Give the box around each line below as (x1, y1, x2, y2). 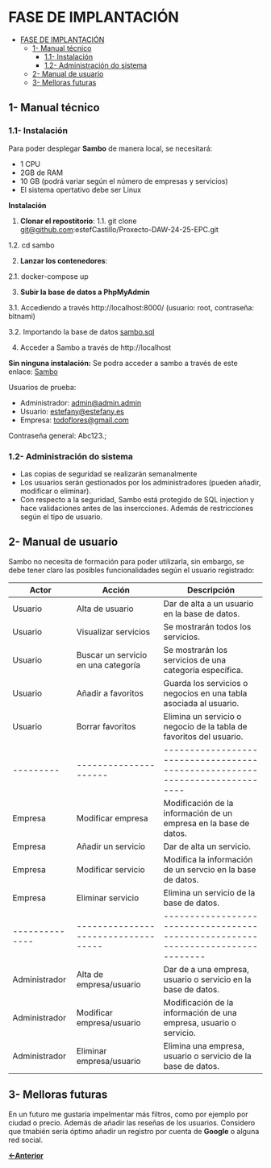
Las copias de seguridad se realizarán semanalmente (19, 468, 198, 479)
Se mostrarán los (163, 644, 228, 655)
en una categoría (76, 659, 141, 671)
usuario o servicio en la (163, 974, 252, 985)
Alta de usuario (76, 603, 135, 614)
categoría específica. (163, 664, 244, 675)
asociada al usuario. (163, 697, 240, 709)
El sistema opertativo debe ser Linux (19, 185, 142, 194)
